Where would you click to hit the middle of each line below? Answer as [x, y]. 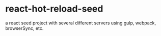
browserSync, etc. [24, 28]
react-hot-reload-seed [54, 9]
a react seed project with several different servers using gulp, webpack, [81, 23]
